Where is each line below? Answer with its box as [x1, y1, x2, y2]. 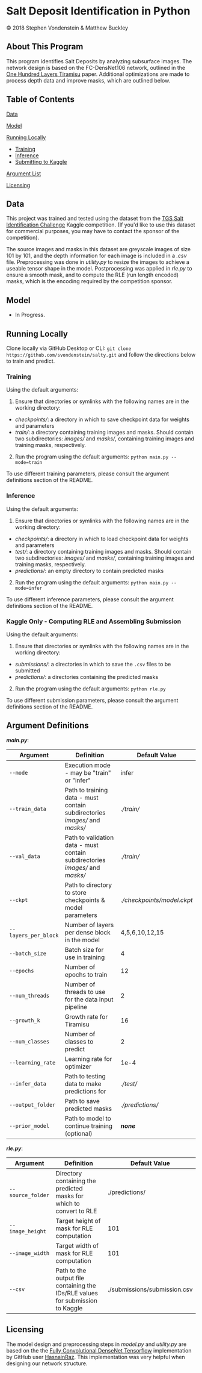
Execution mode [64, 761, 111, 769]
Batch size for [64, 945, 104, 954]
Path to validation [64, 833, 114, 842]
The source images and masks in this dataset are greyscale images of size [6, 246, 191, 253]
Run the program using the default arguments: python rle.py [14, 685, 167, 692]
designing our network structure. [6, 1360, 88, 1367]
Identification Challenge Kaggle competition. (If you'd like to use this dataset [6, 221, 195, 228]
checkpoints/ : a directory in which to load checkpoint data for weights [14, 535, 189, 542]
